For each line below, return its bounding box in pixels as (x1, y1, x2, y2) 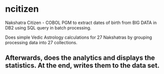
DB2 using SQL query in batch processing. (5, 25, 92, 30)
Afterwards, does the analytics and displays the (5, 54, 155, 62)
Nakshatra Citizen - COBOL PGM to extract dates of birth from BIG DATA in (5, 20, 157, 25)
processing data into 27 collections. (5, 39, 78, 45)
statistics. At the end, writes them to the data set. (5, 61, 160, 70)
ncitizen (5, 3, 39, 15)
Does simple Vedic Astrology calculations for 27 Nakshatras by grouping (5, 34, 152, 40)
